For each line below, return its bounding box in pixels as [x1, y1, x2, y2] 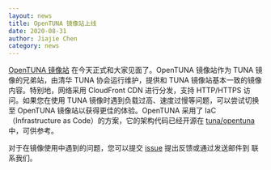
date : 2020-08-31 [8, 27, 67, 35]
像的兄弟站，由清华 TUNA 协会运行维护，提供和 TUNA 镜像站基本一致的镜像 [8, 75, 263, 85]
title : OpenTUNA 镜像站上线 [8, 19, 97, 28]
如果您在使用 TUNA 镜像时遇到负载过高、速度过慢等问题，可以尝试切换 [22, 96, 260, 105]
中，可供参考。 [8, 126, 58, 136]
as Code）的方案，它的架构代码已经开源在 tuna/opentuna [62, 116, 255, 125]
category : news [8, 42, 60, 50]
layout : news [8, 11, 53, 20]
